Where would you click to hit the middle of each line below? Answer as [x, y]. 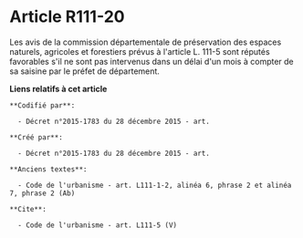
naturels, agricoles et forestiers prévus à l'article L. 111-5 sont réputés [140, 51]
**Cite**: [28, 209]
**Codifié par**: [42, 105]
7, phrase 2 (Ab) [42, 193]
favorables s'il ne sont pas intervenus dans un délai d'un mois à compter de [151, 61]
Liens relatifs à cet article [58, 88]
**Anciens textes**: [49, 169]
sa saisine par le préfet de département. [84, 71]
